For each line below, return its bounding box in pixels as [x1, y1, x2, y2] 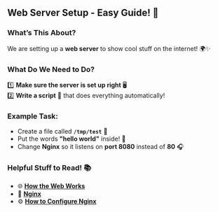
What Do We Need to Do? [7, 64, 95, 74]
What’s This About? [7, 28, 76, 38]
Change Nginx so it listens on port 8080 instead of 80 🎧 [17, 143, 184, 151]
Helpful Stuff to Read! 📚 [7, 163, 92, 173]
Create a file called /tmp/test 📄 [17, 127, 108, 136]
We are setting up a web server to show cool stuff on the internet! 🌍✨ [7, 44, 212, 52]
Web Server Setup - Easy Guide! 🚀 [7, 7, 159, 19]
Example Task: [7, 111, 58, 121]
